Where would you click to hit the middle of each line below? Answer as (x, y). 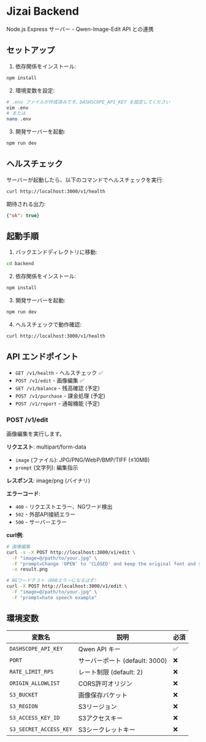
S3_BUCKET (24, 694)
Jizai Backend (43, 11)
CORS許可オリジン (105, 684)
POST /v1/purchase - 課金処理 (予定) (60, 396)
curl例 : (15, 535)
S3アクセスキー (101, 718)
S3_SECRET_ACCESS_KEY (41, 729)
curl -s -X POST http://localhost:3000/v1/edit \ (71, 552)
